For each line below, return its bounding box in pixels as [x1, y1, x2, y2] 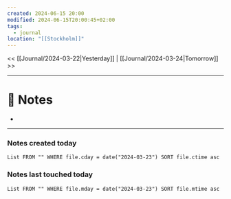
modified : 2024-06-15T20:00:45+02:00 [7, 16, 115, 23]
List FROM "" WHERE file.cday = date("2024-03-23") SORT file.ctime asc [7, 154, 220, 161]
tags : [7, 23, 23, 30]
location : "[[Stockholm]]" [7, 36, 85, 43]
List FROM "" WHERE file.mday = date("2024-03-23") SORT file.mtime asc [7, 185, 220, 192]
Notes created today [7, 138, 77, 148]
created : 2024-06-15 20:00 [7, 10, 85, 17]
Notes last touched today [7, 169, 93, 179]
